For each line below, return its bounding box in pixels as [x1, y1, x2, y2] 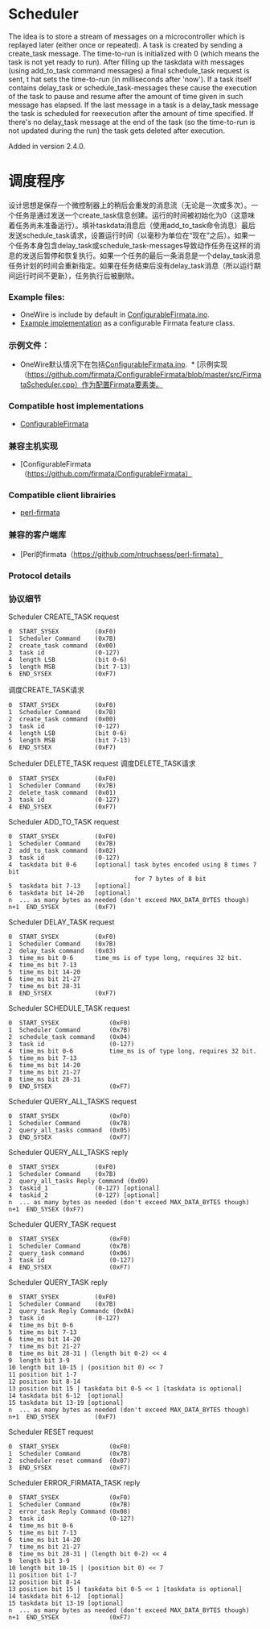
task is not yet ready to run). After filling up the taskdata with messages [8, 57, 245, 67]
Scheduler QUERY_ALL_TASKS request [8, 1096, 137, 1106]
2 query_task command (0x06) [8, 1249, 131, 1257]
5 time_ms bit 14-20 [8, 968, 81, 976]
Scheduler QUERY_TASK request [8, 1219, 117, 1229]
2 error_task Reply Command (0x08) [8, 1507, 131, 1515]
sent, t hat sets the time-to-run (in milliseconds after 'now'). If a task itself [8, 74, 252, 84]
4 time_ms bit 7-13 [8, 961, 78, 969]
